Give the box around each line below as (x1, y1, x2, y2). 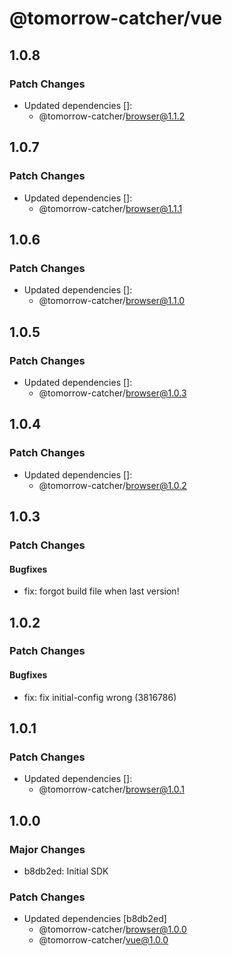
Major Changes (9, 842, 86, 856)
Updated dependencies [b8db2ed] (23, 913, 167, 925)
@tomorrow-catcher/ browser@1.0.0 (38, 923, 187, 936)
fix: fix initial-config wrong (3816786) (23, 691, 177, 703)
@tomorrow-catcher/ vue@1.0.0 (38, 934, 169, 946)
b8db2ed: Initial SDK (23, 865, 109, 877)
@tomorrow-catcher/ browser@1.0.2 (38, 479, 187, 491)
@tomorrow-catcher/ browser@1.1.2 (38, 110, 186, 122)
